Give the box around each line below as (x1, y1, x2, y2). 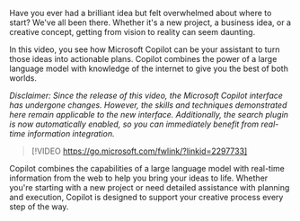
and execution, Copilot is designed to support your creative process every (9, 192, 284, 202)
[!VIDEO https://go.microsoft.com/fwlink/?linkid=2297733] (31, 146, 248, 156)
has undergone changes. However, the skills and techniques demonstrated (9, 100, 287, 110)
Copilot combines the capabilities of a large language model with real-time (9, 164, 286, 173)
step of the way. (9, 201, 69, 212)
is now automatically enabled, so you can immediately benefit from (9, 119, 260, 129)
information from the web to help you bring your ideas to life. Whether (9, 172, 269, 183)
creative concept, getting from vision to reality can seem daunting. (9, 27, 256, 37)
